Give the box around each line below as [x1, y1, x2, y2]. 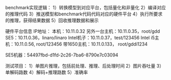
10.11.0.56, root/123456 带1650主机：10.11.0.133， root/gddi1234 [14, 41, 148, 47]
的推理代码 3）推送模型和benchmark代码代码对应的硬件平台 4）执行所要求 [5, 11, 163, 17]
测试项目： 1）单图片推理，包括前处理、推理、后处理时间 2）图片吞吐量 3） [5, 63, 164, 69]
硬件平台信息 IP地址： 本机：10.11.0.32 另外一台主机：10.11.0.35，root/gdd [5, 28, 160, 34]
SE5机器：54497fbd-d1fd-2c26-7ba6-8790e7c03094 [5, 52, 118, 58]
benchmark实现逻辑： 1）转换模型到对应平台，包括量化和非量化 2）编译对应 [5, 5, 166, 10]
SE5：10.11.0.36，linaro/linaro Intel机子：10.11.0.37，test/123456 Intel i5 [5, 35, 155, 41]
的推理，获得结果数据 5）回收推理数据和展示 [5, 17, 99, 23]
